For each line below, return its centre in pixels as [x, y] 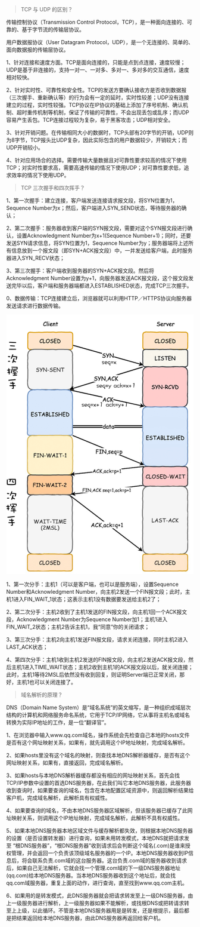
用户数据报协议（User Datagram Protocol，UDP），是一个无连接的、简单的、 [100, 42]
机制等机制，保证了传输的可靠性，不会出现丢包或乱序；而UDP [113, 112]
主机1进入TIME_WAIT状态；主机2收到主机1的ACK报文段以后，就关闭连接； [102, 667]
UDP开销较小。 [25, 148]
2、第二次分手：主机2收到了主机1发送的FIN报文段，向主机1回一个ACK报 [94, 612]
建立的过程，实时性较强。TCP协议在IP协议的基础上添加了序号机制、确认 [95, 105]
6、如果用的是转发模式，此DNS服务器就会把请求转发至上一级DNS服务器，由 [100, 895]
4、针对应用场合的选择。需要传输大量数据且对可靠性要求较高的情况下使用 [97, 160]
